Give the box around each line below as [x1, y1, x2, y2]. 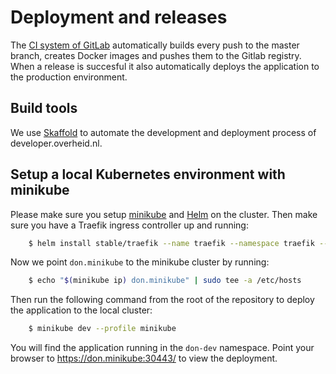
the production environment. [10, 71, 128, 83]
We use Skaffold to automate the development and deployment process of [10, 126, 317, 138]
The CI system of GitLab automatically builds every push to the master [10, 39, 300, 51]
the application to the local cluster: [10, 304, 153, 316]
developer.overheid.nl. [10, 137, 103, 149]
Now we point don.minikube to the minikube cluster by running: [10, 256, 270, 268]
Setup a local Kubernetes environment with [10, 166, 286, 183]
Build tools [10, 100, 78, 117]
